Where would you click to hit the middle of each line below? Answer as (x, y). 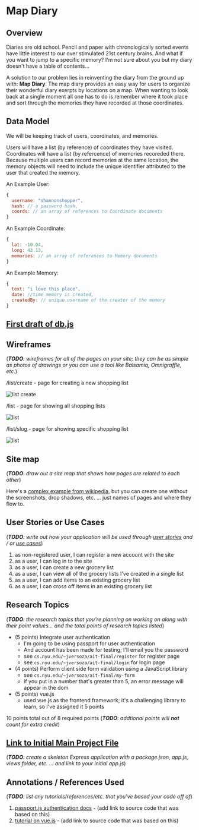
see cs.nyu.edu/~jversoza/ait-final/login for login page (94, 662)
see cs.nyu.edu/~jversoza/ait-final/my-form (79, 675)
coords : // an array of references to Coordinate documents (87, 212)
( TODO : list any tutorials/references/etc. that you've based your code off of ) (99, 797)
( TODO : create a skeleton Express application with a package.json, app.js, (97, 757)
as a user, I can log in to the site (53, 561)
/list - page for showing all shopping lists (56, 406)
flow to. (15, 504)
